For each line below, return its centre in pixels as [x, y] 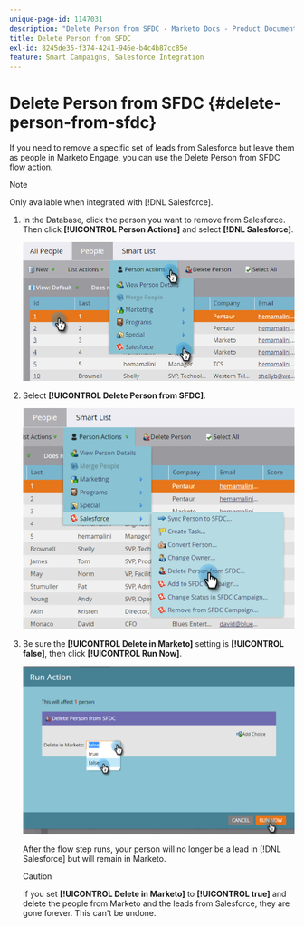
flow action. [31, 167]
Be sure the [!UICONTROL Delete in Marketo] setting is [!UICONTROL [153, 643]
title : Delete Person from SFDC [70, 38]
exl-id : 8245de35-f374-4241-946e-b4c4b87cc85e [99, 48]
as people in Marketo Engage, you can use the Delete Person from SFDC [145, 158]
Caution [37, 876]
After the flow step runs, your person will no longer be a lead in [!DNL [152, 849]
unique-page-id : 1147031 [56, 19]
